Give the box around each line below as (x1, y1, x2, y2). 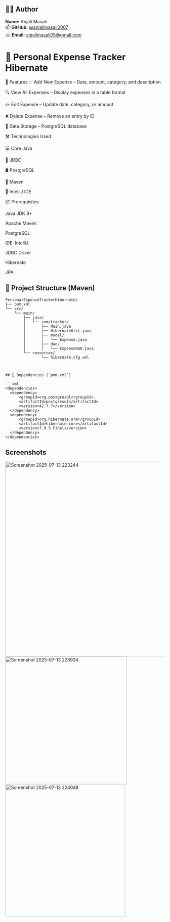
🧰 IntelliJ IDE (5, 188, 32, 195)
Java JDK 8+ (5, 210, 32, 216)
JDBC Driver (5, 249, 31, 255)
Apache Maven (5, 220, 37, 226)
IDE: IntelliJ (5, 240, 29, 246)
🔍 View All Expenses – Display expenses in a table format (5, 89, 126, 95)
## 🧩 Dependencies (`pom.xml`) (5, 372, 71, 377)
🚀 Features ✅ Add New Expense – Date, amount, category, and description (5, 79, 161, 85)
